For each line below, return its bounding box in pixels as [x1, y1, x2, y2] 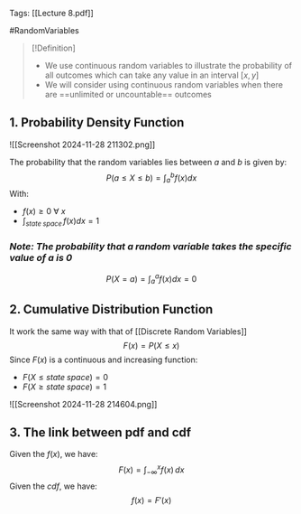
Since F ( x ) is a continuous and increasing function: [9, 354, 198, 365]
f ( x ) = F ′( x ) [131, 494, 172, 505]
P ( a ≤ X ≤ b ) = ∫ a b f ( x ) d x [105, 171, 197, 185]
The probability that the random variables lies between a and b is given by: [9, 156, 287, 167]
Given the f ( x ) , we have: [9, 449, 98, 460]
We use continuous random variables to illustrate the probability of [44, 61, 293, 70]
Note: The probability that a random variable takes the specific [9, 239, 292, 252]
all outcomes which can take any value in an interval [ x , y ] [44, 70, 260, 80]
